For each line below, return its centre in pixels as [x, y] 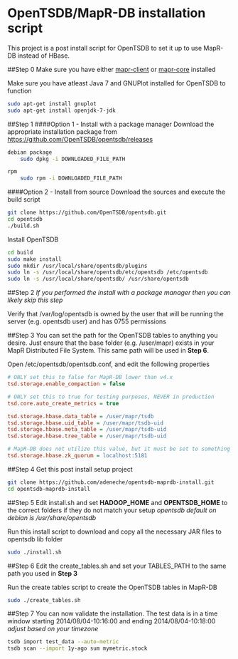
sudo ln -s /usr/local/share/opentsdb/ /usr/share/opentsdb [98, 279]
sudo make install [34, 259]
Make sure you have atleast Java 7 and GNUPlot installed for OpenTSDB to [117, 83]
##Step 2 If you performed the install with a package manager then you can [119, 293]
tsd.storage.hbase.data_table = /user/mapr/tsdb [81, 416]
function [20, 90]
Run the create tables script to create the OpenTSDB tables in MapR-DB [113, 587]
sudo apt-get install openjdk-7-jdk [61, 110]
